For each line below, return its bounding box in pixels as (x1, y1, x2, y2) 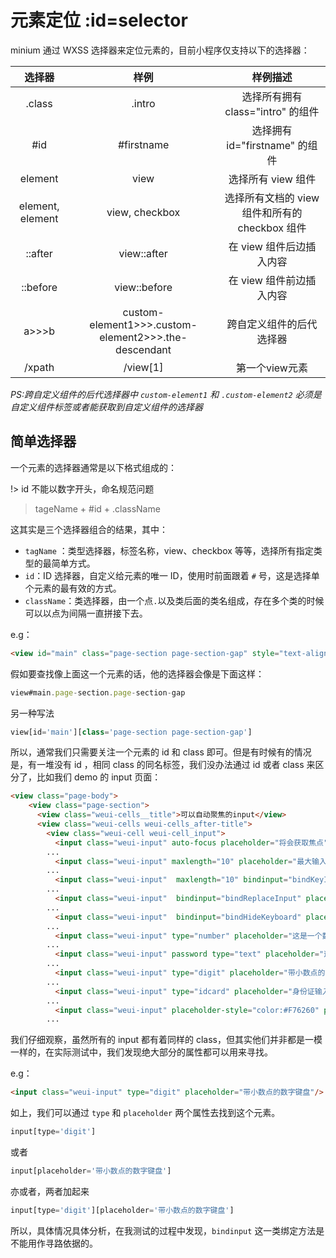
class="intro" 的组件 (224, 104, 320, 118)
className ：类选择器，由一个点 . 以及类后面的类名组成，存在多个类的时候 (24, 594, 325, 606)
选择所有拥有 (241, 89, 303, 103)
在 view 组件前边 (228, 273, 307, 287)
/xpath (24, 360, 55, 374)
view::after (118, 246, 168, 260)
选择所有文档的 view (224, 191, 320, 205)
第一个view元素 (235, 361, 308, 375)
